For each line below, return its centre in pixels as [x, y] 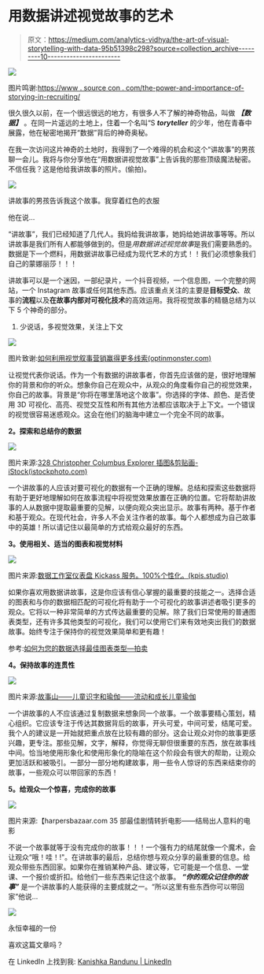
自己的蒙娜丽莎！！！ [42, 263]
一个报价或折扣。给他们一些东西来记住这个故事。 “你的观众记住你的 [132, 876]
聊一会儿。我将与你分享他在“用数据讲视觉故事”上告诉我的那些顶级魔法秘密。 [132, 159]
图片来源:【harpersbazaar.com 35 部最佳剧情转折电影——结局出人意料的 [126, 820]
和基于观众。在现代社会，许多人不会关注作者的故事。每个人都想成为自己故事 [132, 517]
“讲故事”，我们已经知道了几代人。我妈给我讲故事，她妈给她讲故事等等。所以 [132, 234]
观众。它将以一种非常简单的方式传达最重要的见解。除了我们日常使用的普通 [128, 612]
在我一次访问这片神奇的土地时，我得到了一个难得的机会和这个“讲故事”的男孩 [132, 149]
